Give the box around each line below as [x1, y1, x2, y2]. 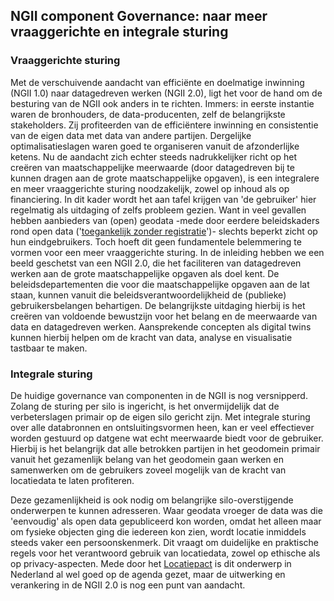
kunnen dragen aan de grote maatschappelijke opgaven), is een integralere [10, 172, 320, 184]
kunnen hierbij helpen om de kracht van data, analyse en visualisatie [10, 331, 293, 343]
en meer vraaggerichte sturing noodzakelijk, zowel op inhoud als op [10, 182, 290, 194]
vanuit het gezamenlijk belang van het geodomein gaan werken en [10, 453, 284, 465]
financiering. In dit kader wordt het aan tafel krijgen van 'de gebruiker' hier [10, 193, 317, 205]
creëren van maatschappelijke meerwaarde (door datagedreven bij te [10, 161, 295, 173]
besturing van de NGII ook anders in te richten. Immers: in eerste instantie [10, 97, 315, 109]
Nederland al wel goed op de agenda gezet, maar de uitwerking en [10, 568, 286, 580]
